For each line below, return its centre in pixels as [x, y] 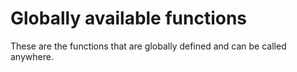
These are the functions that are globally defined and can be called [148, 46]
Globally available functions [129, 18]
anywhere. [32, 56]
